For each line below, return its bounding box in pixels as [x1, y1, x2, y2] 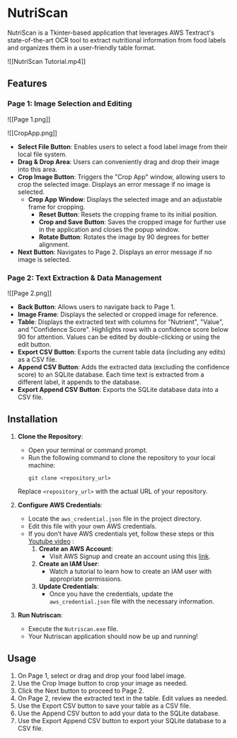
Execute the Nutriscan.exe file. [28, 624, 119, 633]
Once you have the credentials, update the [49, 589, 173, 598]
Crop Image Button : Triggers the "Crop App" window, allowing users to [17, 172, 226, 181]
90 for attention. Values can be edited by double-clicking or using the [17, 333, 221, 341]
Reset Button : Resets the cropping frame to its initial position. [38, 210, 218, 219]
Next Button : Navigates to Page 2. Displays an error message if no [17, 248, 212, 256]
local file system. [17, 150, 67, 158]
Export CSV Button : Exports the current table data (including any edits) [17, 347, 226, 356]
